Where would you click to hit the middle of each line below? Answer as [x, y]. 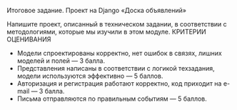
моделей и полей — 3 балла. [61, 61]
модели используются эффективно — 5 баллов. [90, 76]
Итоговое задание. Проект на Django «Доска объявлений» [97, 10]
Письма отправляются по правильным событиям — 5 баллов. [112, 99]
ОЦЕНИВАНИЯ [29, 39]
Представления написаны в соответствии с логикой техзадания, [116, 68]
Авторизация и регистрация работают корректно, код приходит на [119, 84]
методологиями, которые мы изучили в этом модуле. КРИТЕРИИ [106, 32]
